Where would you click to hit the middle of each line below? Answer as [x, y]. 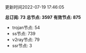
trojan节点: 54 [26, 27]
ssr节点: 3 [22, 46]
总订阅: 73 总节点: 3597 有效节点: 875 [43, 17]
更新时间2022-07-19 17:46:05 [35, 7]
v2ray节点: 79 [26, 40]
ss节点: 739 [24, 33]
